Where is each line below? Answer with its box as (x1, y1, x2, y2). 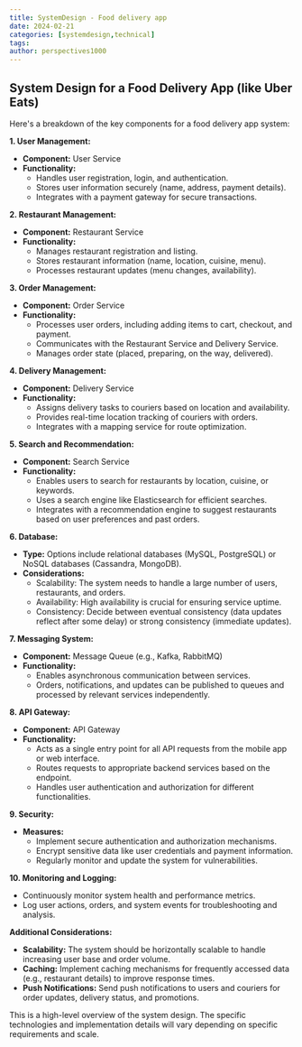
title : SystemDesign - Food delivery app (9, 13, 168, 23)
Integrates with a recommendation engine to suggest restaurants (35, 504, 277, 514)
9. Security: (9, 809, 54, 820)
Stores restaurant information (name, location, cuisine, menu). (35, 255, 267, 266)
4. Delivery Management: (9, 365, 106, 375)
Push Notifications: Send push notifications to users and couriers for (22, 982, 281, 993)
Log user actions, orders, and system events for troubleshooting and (22, 899, 278, 910)
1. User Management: (9, 135, 91, 146)
